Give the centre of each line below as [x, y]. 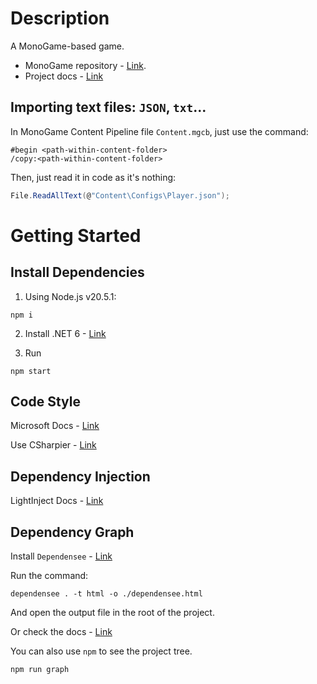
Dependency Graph [72, 532]
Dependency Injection [80, 476]
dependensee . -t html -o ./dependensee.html [106, 594]
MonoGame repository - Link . [85, 65]
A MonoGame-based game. [67, 46]
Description [60, 18]
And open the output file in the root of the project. [112, 613]
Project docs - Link [64, 76]
